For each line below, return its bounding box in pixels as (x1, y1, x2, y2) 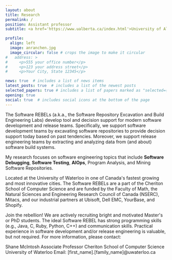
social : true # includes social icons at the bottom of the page (5, 97, 150, 102)
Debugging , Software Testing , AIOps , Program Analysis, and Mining (5, 159, 151, 165)
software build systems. (5, 144, 56, 150)
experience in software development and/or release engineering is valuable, (5, 228, 166, 234)
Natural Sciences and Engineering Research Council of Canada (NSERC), (5, 191, 160, 197)
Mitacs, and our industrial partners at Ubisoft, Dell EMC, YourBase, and (5, 197, 155, 203)
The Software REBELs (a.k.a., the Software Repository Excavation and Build (5, 111, 164, 118)
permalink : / (5, 17, 33, 22)
